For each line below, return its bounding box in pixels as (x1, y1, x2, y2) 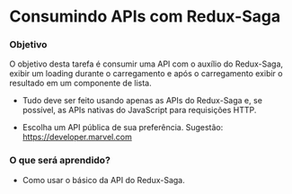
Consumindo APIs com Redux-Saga (9, 6, 281, 27)
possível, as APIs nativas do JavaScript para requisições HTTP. (22, 105, 257, 116)
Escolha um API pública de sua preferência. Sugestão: (22, 122, 224, 133)
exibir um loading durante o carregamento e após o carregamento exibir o (9, 68, 283, 79)
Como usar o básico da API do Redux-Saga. (22, 174, 186, 185)
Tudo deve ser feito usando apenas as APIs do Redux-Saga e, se (22, 95, 263, 106)
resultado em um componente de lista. (9, 78, 152, 89)
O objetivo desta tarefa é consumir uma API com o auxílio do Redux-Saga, (9, 58, 284, 69)
